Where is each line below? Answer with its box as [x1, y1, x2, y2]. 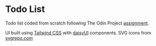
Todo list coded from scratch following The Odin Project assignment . [5, 20, 149, 26]
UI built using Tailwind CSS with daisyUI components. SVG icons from [5, 29, 151, 35]
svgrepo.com [5, 35, 33, 41]
